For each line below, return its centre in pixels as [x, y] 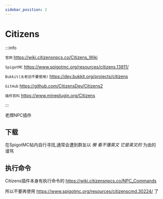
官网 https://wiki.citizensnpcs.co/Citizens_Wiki [52, 57]
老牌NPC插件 [18, 115]
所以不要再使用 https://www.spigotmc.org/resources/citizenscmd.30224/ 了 [82, 191]
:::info [11, 48]
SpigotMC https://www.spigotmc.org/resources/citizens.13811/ [67, 66]
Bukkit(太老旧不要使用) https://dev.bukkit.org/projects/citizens [67, 76]
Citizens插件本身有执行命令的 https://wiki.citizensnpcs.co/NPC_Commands [81, 181]
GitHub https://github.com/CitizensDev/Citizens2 [54, 86]
